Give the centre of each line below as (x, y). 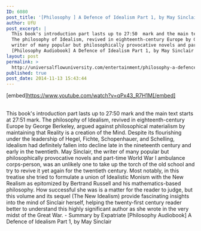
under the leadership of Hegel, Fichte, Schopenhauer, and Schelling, (91, 139)
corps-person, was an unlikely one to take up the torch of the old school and (100, 165)
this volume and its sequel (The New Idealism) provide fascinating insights (98, 196)
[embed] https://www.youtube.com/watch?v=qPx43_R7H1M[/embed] (91, 96)
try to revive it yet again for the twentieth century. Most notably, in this (93, 171)
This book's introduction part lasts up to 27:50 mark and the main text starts (100, 114)
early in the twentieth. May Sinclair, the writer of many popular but (88, 152)
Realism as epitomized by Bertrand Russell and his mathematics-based (94, 184)
